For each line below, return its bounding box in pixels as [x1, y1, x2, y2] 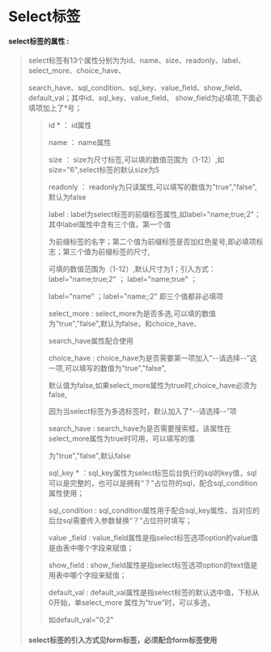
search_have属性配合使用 [48, 336, 134, 346]
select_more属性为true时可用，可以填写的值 [48, 434, 196, 444]
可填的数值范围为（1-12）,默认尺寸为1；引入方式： [48, 264, 216, 274]
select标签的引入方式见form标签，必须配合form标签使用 [28, 635, 218, 645]
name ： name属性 [48, 138, 112, 147]
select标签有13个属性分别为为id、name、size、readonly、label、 [28, 56, 245, 66]
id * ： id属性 [48, 121, 92, 130]
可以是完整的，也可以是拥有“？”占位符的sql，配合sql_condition [48, 479, 258, 488]
